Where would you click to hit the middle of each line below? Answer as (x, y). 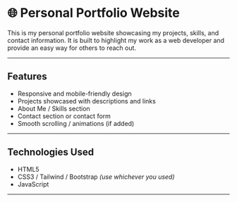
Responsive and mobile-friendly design (74, 94)
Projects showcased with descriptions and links (87, 101)
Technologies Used (50, 152)
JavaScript (33, 184)
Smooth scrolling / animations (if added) (76, 123)
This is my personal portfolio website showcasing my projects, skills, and (113, 32)
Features (27, 76)
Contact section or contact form (64, 116)
